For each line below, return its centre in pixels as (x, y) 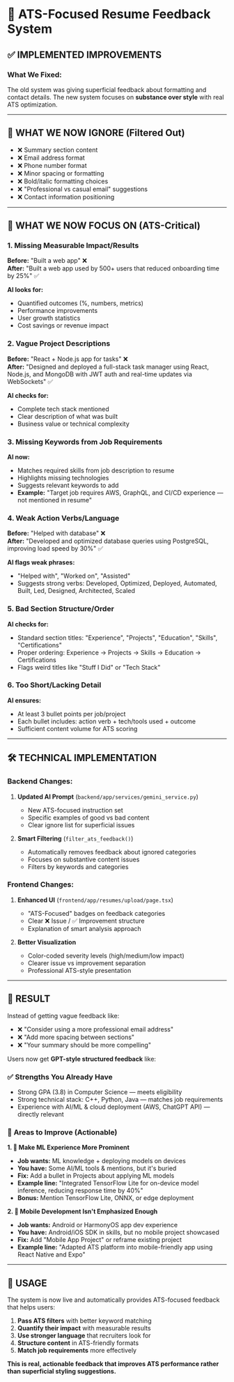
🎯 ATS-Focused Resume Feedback (109, 14)
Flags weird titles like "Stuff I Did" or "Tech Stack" (89, 667)
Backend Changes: (40, 781)
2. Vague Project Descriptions (59, 344)
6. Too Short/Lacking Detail (54, 685)
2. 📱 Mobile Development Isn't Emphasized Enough (83, 1211)
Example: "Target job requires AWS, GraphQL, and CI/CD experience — (120, 492)
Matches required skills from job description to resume (96, 470)
